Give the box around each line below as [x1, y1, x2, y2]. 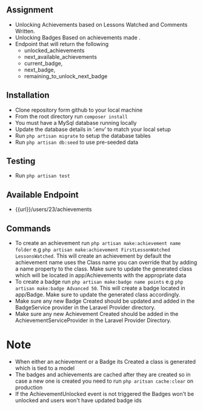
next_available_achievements [24, 53, 97, 60]
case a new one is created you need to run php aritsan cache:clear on [15, 377, 194, 385]
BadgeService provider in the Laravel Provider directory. [15, 304, 156, 311]
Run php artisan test [15, 172, 70, 180]
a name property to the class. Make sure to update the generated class [15, 265, 193, 272]
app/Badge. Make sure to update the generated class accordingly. [15, 291, 181, 298]
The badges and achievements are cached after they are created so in [15, 371, 191, 378]
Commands [6, 223, 52, 234]
